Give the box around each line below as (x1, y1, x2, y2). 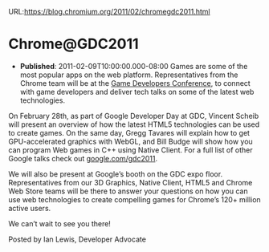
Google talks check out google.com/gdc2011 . (8, 153, 158, 163)
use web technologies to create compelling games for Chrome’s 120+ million (8, 194, 261, 204)
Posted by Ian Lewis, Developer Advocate (8, 234, 147, 244)
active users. (8, 203, 51, 213)
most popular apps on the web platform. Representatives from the (19, 70, 238, 79)
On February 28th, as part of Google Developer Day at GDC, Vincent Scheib (8, 111, 259, 120)
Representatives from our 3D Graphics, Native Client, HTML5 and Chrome (8, 177, 253, 187)
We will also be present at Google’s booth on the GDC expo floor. (8, 169, 223, 179)
